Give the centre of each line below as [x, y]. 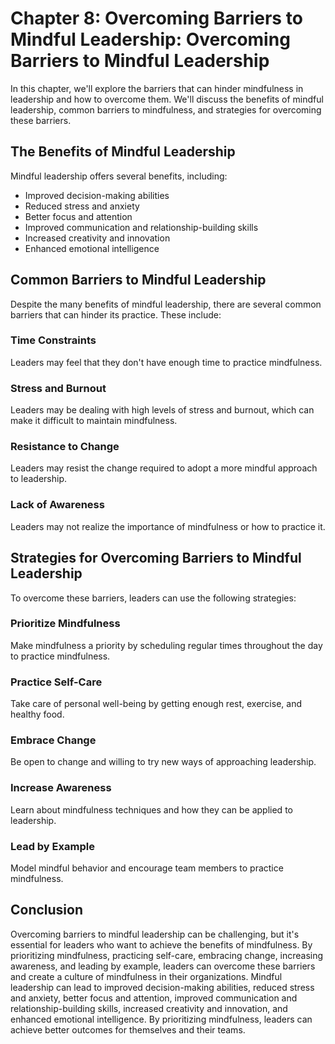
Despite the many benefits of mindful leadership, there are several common [166, 304]
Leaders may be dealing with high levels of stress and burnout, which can [162, 410]
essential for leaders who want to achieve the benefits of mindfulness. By [161, 944]
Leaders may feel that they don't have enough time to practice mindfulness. [166, 362]
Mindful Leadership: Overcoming [150, 39]
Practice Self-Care [56, 682]
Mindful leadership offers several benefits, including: [119, 176]
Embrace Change [53, 740]
